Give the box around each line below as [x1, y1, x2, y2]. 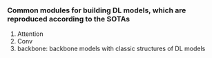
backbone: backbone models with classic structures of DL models [17, 44, 206, 53]
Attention [17, 30, 44, 38]
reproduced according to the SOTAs [7, 14, 130, 23]
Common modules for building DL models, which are [7, 6, 186, 15]
